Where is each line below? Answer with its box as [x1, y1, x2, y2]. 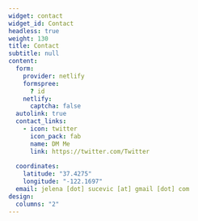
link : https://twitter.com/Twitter [29, 147, 150, 155]
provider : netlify [23, 72, 85, 80]
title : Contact [8, 42, 60, 50]
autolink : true [15, 110, 67, 118]
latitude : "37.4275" [23, 170, 92, 178]
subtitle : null [8, 49, 60, 57]
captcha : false [29, 102, 82, 110]
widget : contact [8, 11, 63, 20]
